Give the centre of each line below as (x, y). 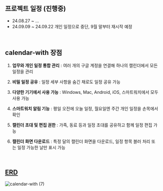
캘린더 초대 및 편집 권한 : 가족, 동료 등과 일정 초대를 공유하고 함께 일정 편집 (82, 125)
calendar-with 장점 (34, 53)
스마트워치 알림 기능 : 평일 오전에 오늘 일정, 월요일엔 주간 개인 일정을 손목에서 (85, 108)
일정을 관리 (23, 71)
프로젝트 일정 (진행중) (36, 9)
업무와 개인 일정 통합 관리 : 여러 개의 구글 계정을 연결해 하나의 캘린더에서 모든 (85, 65)
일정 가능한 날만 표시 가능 (41, 147)
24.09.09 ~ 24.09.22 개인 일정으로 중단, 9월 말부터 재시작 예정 (72, 26)
